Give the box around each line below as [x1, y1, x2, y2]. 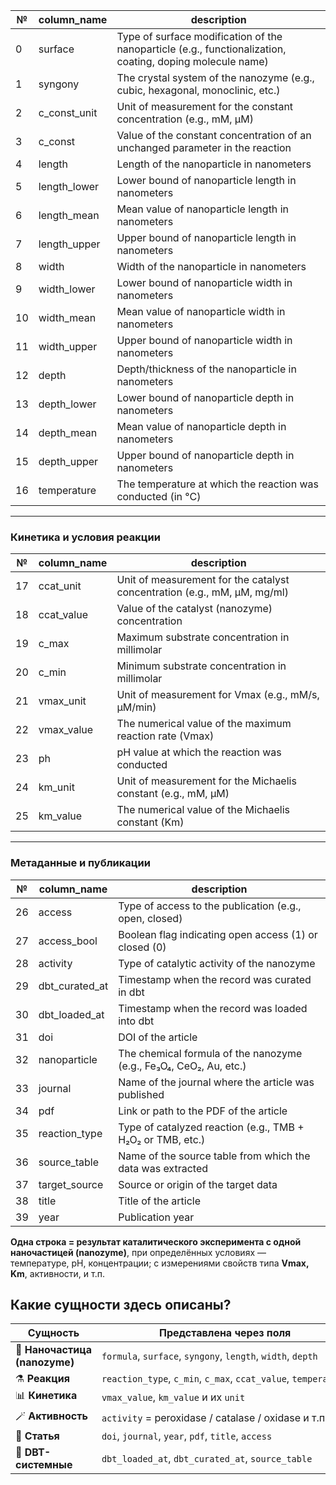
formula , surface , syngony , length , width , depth [101, 1349, 318, 1363]
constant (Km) [116, 815, 185, 829]
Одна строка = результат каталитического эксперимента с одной [10, 1235, 302, 1248]
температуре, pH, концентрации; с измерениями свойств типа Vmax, [10, 1257, 310, 1269]
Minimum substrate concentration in [116, 659, 287, 673]
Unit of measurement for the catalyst [116, 573, 290, 587]
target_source [38, 1177, 104, 1191]
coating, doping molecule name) [116, 55, 269, 68]
